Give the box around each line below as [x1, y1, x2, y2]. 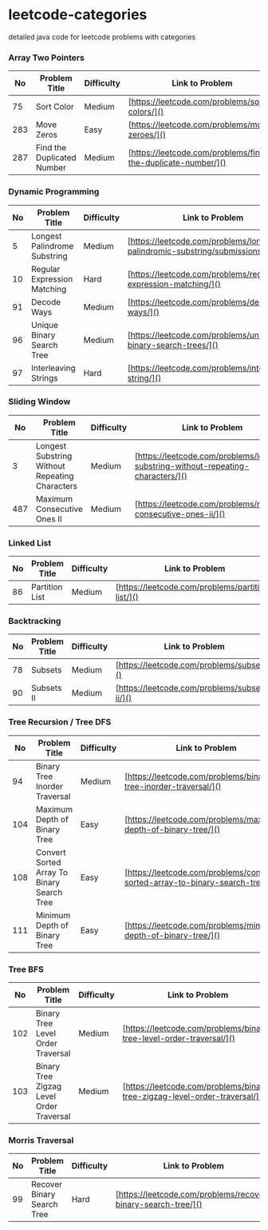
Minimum [35, 909, 71, 921]
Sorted [35, 857, 61, 868]
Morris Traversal [8, 1134, 74, 1145]
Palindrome [31, 240, 74, 251]
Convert [35, 846, 66, 857]
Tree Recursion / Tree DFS [8, 717, 112, 728]
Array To [35, 866, 69, 877]
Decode [31, 296, 61, 307]
